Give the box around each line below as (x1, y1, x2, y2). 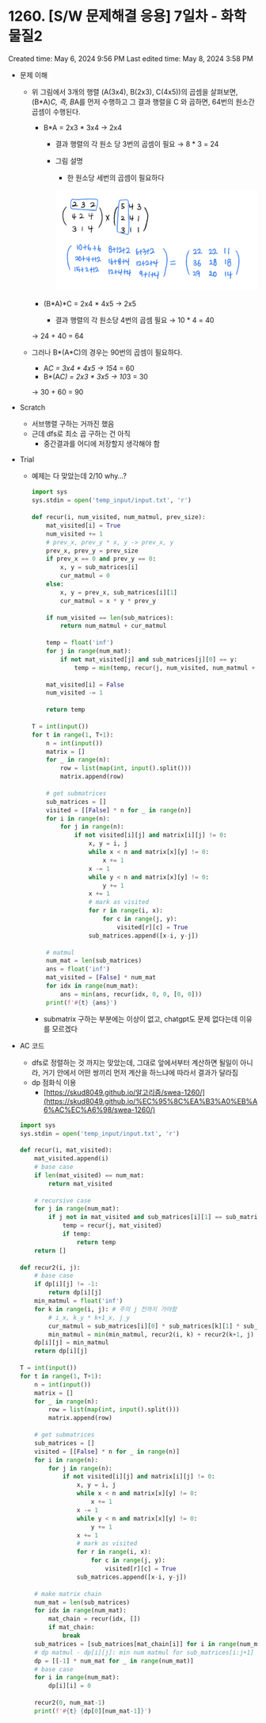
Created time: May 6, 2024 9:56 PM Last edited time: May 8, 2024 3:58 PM (8, 53, 253, 63)
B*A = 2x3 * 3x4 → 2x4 (43, 122, 123, 132)
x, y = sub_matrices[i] (59, 563, 139, 571)
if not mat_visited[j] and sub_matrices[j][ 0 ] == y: (59, 656, 237, 663)
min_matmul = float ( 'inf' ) (34, 1297, 123, 1306)
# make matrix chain (34, 1590, 102, 1598)
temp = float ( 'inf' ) (46, 639, 114, 647)
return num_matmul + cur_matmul (59, 622, 167, 630)
